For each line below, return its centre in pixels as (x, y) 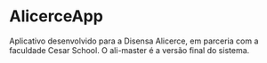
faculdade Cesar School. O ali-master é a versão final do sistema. (129, 50)
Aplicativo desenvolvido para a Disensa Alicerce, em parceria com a (134, 41)
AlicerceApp (57, 16)
